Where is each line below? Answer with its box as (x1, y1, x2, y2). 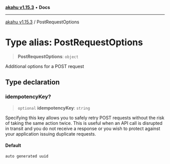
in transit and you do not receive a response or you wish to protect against (5, 125, 160, 132)
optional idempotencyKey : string (17, 105, 90, 111)
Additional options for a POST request (5, 63, 84, 69)
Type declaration (5, 78, 60, 87)
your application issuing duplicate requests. (5, 130, 96, 137)
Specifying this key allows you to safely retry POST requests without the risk (5, 114, 164, 121)
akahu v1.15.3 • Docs (5, 5, 51, 10)
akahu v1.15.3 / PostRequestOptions (5, 19, 79, 25)
